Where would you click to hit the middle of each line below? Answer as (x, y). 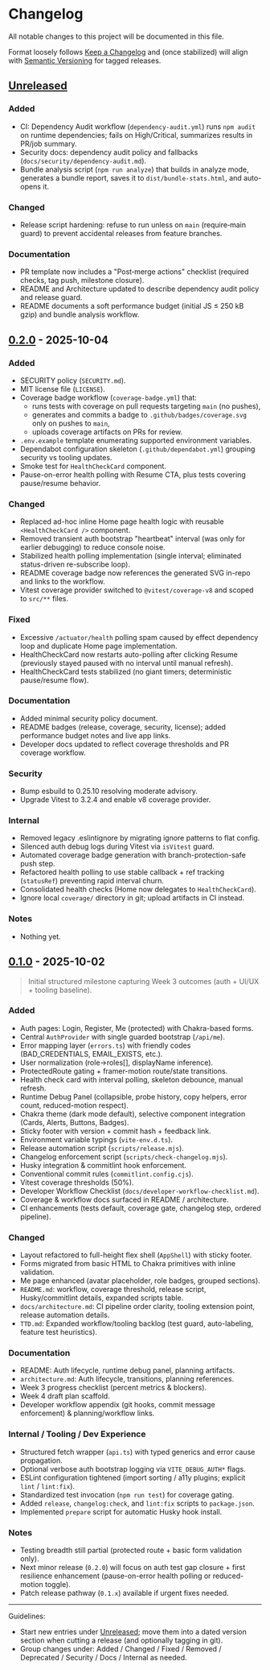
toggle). (58, 1584)
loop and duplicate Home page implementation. (98, 646)
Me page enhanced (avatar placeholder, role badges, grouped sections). (140, 1281)
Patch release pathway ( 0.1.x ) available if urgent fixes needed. (124, 1593)
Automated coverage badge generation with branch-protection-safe (133, 855)
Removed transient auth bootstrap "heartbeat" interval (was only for (133, 539)
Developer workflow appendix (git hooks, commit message (117, 1405)
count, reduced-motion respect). (74, 1105)
